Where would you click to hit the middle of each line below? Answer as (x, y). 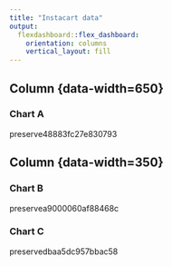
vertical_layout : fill (68, 52)
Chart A (27, 114)
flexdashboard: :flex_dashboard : (79, 34)
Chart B (26, 189)
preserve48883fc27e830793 (63, 133)
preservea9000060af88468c (64, 208)
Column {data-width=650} (87, 89)
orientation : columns (66, 43)
